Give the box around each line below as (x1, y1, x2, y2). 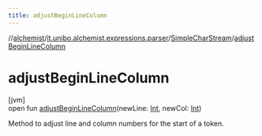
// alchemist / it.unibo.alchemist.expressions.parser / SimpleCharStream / (8, 33, 235, 42)
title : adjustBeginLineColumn (8, 11, 108, 20)
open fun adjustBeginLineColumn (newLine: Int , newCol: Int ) (8, 103, 202, 112)
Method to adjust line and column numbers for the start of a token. (8, 119, 225, 128)
